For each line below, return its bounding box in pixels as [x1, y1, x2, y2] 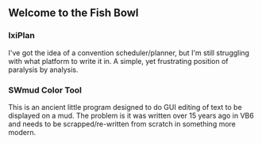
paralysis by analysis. [8, 65, 79, 74]
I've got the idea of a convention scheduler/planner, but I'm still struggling [8, 47, 250, 58]
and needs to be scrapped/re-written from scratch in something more [8, 119, 237, 129]
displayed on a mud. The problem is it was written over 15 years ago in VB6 [8, 111, 254, 120]
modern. [8, 127, 37, 137]
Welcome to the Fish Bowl [8, 6, 139, 20]
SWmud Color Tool [8, 85, 82, 96]
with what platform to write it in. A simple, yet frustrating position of [8, 56, 229, 66]
